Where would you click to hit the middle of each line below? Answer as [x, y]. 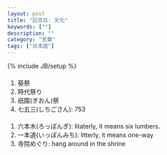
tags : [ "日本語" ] [31, 46]
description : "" [31, 33]
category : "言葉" [31, 40]
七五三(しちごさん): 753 [51, 109]
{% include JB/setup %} [42, 66]
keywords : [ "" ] [29, 27]
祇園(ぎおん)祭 [38, 100]
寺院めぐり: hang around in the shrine [71, 144]
